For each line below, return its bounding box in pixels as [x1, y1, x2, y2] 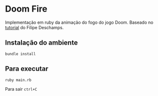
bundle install [5, 51, 36, 56]
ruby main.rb [5, 78, 32, 82]
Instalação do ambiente [5, 39, 78, 47]
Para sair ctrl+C [5, 86, 38, 92]
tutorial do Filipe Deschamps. [5, 24, 64, 30]
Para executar [5, 64, 49, 73]
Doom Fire [5, 3, 48, 15]
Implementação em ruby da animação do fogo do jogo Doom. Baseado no [5, 19, 154, 25]
